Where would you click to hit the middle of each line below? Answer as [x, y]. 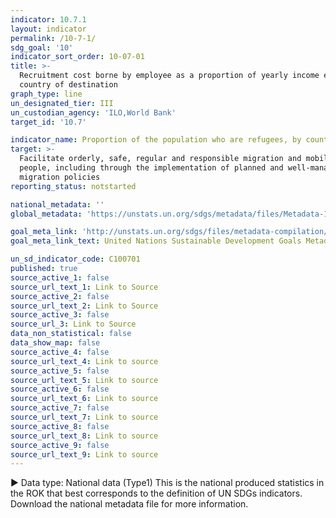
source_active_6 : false [60, 389]
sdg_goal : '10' [42, 47]
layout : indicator [48, 29]
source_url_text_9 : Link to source [84, 454]
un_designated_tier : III [62, 103]
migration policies [60, 177]
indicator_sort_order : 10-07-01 [77, 57]
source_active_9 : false [60, 445]
